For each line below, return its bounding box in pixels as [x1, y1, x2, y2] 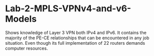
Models [5, 13, 37, 25]
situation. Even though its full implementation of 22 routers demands [5, 40, 146, 46]
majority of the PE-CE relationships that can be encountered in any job [5, 35, 150, 41]
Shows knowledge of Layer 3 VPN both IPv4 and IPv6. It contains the [5, 29, 147, 35]
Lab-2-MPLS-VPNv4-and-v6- [5, 3, 132, 14]
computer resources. [5, 45, 48, 51]
